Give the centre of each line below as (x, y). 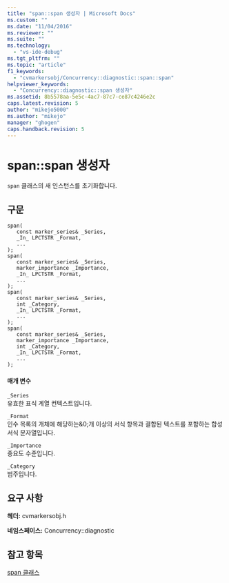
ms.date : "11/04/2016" (40, 26)
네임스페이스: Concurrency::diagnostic (61, 531)
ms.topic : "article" (37, 65)
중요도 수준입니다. (31, 453)
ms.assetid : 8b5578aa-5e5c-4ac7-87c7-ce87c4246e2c (81, 97)
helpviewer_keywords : (38, 84)
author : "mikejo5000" (38, 110)
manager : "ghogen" (33, 122)
